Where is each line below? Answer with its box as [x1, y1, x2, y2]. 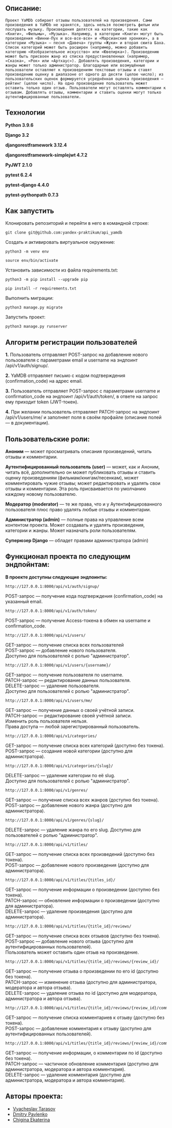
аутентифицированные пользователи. [5, 94, 81, 99]
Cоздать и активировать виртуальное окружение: [5, 239, 115, 245]
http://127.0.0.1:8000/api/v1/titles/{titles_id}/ [5, 877, 116, 883]
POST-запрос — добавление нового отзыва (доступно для [5, 938, 133, 944]
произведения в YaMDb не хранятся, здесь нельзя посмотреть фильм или [5, 22, 159, 27]
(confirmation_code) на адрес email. [5, 378, 83, 384]
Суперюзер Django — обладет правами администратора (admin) [5, 538, 148, 544]
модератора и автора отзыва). [5, 984, 72, 991]
